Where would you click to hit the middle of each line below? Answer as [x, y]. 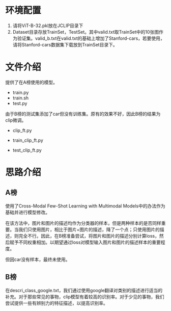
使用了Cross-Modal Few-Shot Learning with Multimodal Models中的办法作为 [85, 206]
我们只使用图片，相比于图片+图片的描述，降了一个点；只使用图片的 [89, 229]
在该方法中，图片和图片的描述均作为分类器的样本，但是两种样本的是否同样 [83, 223]
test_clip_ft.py [27, 150]
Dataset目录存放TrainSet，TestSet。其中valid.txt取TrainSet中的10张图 [86, 32]
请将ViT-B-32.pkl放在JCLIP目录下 [48, 25]
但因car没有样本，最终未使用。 [38, 259]
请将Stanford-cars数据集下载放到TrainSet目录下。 [65, 44]
